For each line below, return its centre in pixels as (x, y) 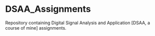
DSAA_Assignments (48, 9)
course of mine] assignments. (36, 28)
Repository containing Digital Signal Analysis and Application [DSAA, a (78, 23)
